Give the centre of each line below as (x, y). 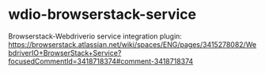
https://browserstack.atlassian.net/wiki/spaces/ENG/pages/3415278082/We (132, 44)
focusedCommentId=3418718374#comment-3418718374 (101, 61)
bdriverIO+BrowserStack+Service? (65, 53)
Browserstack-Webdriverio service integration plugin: (95, 36)
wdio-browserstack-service (102, 15)
